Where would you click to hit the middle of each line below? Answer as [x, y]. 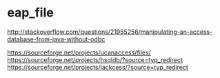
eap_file [30, 13]
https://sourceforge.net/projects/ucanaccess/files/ [79, 52]
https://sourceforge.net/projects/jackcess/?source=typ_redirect [98, 67]
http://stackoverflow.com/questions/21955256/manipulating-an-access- [110, 32]
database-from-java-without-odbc [56, 39]
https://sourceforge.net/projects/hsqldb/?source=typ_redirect [95, 59]
